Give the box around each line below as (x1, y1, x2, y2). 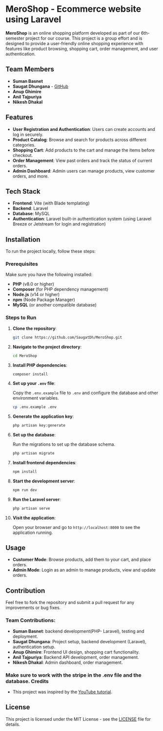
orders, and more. (12, 173, 49, 179)
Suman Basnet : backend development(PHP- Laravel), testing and (12, 628, 144, 634)
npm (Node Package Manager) (12, 297, 75, 302)
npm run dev (12, 487, 37, 492)
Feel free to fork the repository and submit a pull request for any (5, 600, 135, 605)
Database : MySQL (12, 211, 50, 217)
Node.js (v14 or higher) (12, 292, 60, 298)
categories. (12, 142, 36, 148)
